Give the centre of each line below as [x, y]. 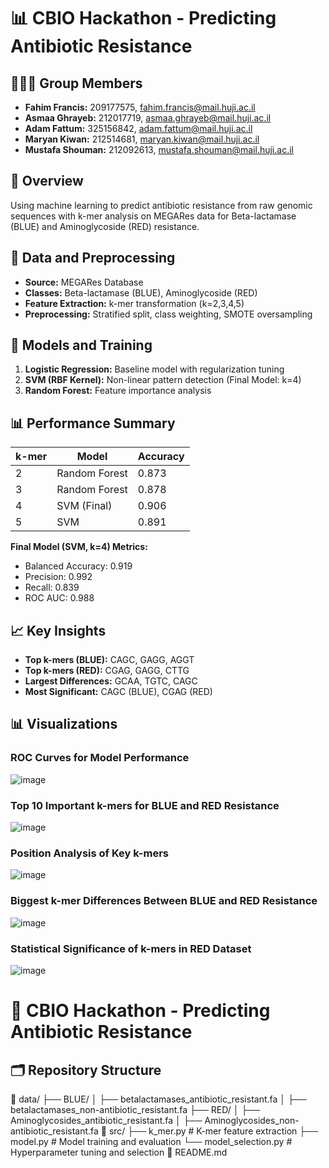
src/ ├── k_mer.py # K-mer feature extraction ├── [213, 1131]
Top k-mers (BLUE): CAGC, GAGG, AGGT [109, 660]
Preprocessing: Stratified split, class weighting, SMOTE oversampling [168, 314]
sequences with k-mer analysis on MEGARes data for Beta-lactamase [153, 216]
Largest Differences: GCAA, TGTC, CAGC [111, 681]
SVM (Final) [84, 506]
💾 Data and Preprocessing [93, 258]
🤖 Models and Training [81, 345]
